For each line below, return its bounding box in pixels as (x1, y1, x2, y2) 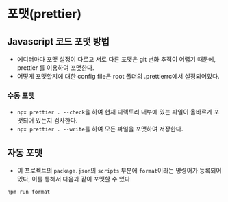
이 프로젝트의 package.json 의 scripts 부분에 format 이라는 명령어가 (16, 166, 199, 175)
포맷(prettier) (7, 6, 82, 22)
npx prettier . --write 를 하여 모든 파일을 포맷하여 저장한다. (16, 125, 183, 134)
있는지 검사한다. (35, 116, 78, 125)
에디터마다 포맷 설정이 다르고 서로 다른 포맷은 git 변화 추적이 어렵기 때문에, (16, 55, 216, 63)
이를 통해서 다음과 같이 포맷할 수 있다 (31, 175, 131, 184)
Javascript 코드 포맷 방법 (7, 36, 110, 47)
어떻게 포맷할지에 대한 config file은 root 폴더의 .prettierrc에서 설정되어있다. (16, 73, 220, 80)
